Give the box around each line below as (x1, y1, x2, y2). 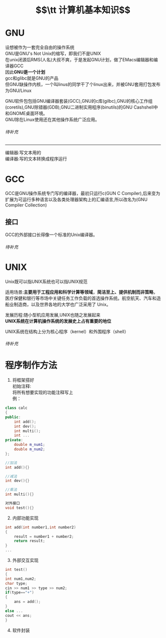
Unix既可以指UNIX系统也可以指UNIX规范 (5, 279, 88, 284)
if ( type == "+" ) (5, 590, 35, 595)
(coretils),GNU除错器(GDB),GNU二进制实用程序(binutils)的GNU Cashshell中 (5, 104, 158, 110)
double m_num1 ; (14, 442, 45, 447)
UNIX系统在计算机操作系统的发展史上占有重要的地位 (5, 318, 112, 324)
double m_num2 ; (14, 447, 45, 452)
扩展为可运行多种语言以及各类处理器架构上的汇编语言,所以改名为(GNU (5, 197, 148, 202)
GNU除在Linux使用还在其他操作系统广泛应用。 (5, 117, 100, 122)
